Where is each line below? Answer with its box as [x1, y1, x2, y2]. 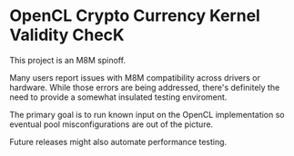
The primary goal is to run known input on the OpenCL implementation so [9, 109, 285, 120]
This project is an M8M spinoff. [9, 54, 126, 65]
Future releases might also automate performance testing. [9, 136, 228, 147]
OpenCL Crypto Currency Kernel [9, 5, 261, 26]
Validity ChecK [9, 24, 125, 45]
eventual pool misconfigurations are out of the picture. [9, 119, 214, 130]
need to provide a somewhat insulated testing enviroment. [9, 92, 228, 102]
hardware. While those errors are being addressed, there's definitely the [9, 82, 280, 93]
